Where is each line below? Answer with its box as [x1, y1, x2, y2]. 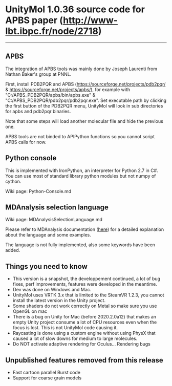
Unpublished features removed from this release [5, 356, 164, 364]
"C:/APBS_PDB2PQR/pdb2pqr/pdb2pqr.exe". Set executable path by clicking [5, 97, 167, 103]
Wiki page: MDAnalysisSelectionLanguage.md [5, 217, 102, 223]
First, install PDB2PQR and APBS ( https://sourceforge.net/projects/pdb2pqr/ [5, 81, 166, 87]
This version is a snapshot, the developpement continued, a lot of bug [12, 275, 160, 282]
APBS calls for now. [5, 139, 47, 145]
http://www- [63, 14, 118, 26]
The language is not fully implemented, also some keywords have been [5, 242, 155, 248]
